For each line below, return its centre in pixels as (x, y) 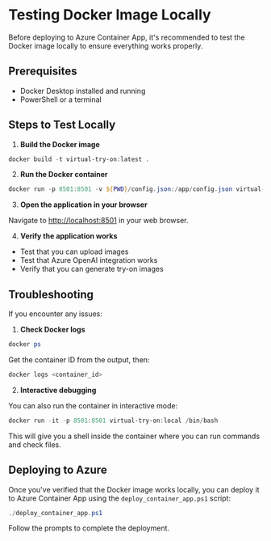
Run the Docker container (64, 175)
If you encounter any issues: (56, 314)
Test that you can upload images (74, 251)
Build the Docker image (60, 144)
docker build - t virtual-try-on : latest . (79, 159)
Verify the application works (69, 236)
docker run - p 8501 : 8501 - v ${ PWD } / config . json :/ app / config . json (121, 189)
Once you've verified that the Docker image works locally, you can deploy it (134, 489)
